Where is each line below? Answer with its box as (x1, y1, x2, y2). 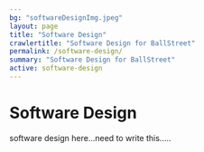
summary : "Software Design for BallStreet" (9, 55, 176, 64)
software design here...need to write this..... (9, 132, 172, 143)
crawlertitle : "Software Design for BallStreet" (9, 38, 196, 48)
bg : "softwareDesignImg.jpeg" (9, 13, 124, 23)
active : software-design (9, 64, 103, 73)
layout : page (9, 22, 59, 31)
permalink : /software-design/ (9, 47, 124, 56)
